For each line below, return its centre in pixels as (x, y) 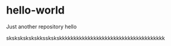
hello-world (36, 10)
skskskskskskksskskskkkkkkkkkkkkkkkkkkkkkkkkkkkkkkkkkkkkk (85, 38)
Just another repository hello (42, 27)
